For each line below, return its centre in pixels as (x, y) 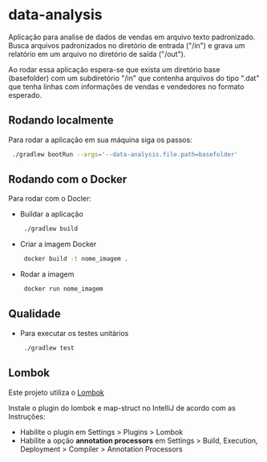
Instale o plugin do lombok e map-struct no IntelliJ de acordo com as (122, 407)
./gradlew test (49, 348)
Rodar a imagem (47, 274)
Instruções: (27, 416)
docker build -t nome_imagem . (76, 259)
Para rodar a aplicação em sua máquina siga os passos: (100, 140)
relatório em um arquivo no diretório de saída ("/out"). (97, 54)
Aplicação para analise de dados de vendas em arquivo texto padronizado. (132, 37)
